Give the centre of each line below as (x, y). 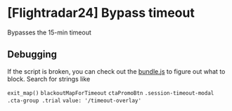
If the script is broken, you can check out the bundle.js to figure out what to (116, 71)
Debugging (32, 54)
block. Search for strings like (49, 79)
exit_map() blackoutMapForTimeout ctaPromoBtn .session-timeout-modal (111, 93)
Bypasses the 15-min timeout (49, 32)
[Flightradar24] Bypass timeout (101, 13)
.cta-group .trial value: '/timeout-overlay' (75, 100)
